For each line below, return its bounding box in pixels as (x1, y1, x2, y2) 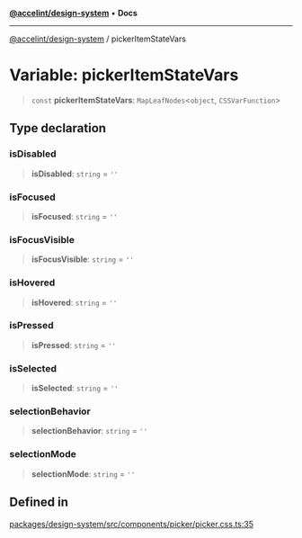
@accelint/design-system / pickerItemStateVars (9, 33, 187, 44)
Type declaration (9, 121, 106, 136)
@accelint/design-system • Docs (9, 8, 138, 18)
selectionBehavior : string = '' (31, 426, 148, 436)
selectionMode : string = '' (31, 468, 136, 480)
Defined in (9, 495, 69, 510)
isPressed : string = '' (31, 339, 117, 350)
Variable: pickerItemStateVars (9, 65, 239, 85)
